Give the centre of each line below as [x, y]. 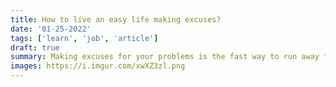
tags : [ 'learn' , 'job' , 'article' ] [84, 38]
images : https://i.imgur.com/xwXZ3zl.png [98, 66]
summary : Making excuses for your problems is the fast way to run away [165, 57]
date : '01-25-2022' [51, 29]
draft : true [35, 47]
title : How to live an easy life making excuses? [116, 19]
